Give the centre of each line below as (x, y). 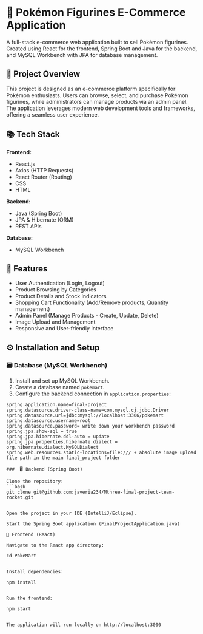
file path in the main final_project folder (63, 458)
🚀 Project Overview (43, 74)
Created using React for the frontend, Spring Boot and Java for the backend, (102, 49)
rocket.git (20, 497)
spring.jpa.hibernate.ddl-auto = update (58, 437)
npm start (19, 609)
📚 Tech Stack (33, 135)
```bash (16, 487)
